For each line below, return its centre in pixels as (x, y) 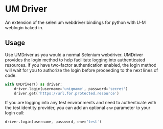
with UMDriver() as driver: (34, 84)
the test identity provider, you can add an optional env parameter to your (78, 108)
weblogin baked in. (24, 27)
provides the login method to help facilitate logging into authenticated (75, 60)
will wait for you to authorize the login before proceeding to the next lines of (81, 70)
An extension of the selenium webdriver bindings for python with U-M (75, 22)
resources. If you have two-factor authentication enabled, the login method (81, 65)
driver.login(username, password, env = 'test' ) (53, 122)
